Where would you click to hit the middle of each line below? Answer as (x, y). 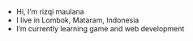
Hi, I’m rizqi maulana (50, 12)
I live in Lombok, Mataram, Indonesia (77, 20)
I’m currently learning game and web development (100, 29)
